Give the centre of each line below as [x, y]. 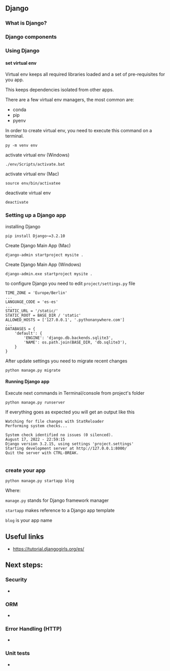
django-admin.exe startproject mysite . [49, 274]
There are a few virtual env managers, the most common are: [70, 100]
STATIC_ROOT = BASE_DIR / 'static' [43, 315]
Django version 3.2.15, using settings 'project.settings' [70, 444]
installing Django [23, 226]
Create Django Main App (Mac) [38, 245]
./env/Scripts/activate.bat [35, 165]
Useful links [25, 537]
